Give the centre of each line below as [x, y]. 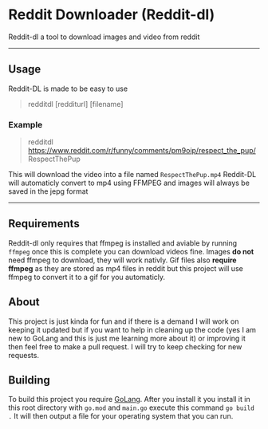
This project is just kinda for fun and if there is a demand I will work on [124, 321]
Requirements [44, 224]
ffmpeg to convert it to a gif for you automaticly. [87, 277]
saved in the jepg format [48, 191]
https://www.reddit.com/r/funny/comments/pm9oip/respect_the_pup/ [142, 151]
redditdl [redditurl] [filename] [75, 104]
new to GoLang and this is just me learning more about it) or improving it [127, 338]
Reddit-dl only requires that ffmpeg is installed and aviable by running [123, 243]
